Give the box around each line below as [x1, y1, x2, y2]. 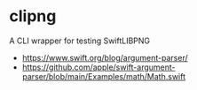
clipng [9, 6, 57, 26]
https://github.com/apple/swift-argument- [21, 62, 176, 72]
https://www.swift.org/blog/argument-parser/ [21, 52, 188, 63]
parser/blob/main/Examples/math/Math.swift [21, 71, 186, 81]
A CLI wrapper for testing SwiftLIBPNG [9, 35, 151, 46]
